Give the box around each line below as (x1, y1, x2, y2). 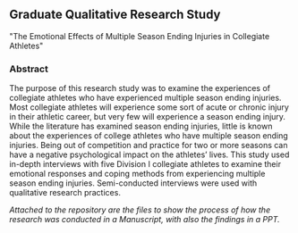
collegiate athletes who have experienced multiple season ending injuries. (9, 93, 282, 104)
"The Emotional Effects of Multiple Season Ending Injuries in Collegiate (9, 30, 270, 41)
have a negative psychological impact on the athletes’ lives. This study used (9, 149, 290, 160)
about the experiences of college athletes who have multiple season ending (9, 130, 288, 141)
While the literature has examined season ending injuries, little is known (9, 121, 273, 132)
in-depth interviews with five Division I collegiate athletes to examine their (9, 159, 282, 170)
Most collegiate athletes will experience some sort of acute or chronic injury (9, 102, 289, 112)
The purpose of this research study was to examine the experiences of (9, 83, 271, 94)
